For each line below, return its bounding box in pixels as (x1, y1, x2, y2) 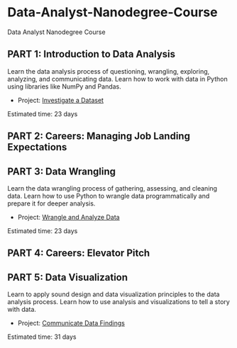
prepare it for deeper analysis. (7, 199, 96, 208)
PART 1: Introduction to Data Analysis (7, 48, 176, 60)
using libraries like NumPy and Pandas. (7, 82, 122, 91)
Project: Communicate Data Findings (17, 319, 126, 327)
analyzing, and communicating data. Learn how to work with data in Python (7, 74, 228, 83)
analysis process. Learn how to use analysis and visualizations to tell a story (7, 298, 231, 306)
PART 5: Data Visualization (7, 271, 128, 284)
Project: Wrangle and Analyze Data (17, 213, 120, 221)
